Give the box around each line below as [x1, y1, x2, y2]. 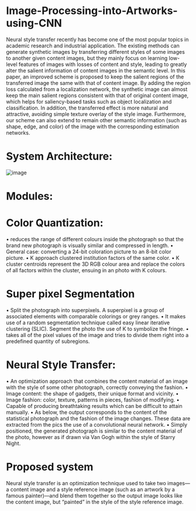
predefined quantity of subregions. [6, 338, 90, 345]
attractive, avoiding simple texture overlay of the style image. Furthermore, [6, 110, 186, 118]
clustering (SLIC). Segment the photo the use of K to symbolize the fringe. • [6, 325, 189, 332]
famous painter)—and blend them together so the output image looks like [6, 492, 183, 499]
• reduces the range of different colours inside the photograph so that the [6, 236, 184, 242]
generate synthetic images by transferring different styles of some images [6, 48, 185, 55]
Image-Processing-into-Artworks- [6, 4, 178, 18]
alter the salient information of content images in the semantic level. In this [6, 67, 185, 74]
